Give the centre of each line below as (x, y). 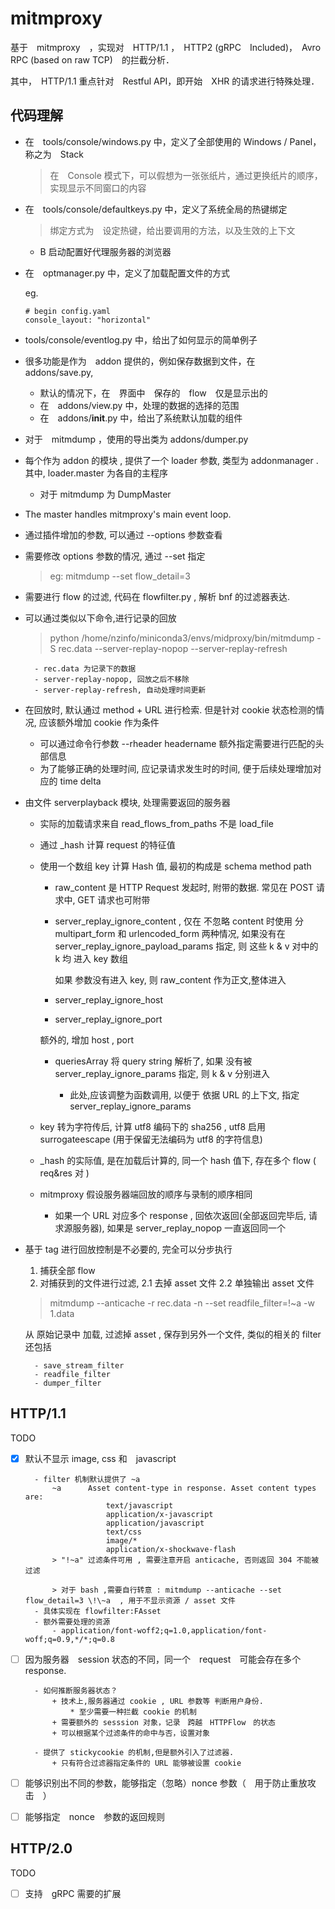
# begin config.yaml (67, 311)
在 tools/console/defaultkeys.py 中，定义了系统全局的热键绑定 (156, 209)
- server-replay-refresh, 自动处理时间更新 (120, 690)
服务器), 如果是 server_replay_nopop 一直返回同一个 (179, 1228)
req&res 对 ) (64, 1173)
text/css (123, 1532)
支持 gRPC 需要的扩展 (73, 1893)
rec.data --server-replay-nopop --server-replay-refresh (173, 648)
